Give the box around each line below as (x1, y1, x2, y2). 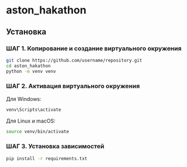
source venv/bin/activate (6, 128, 69, 134)
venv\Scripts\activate (6, 106, 61, 113)
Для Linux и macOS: (6, 117, 56, 124)
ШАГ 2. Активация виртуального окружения (6, 82, 140, 91)
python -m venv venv (6, 68, 57, 74)
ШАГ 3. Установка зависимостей (6, 142, 105, 151)
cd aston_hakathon (6, 62, 51, 69)
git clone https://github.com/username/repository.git (6, 57, 143, 63)
